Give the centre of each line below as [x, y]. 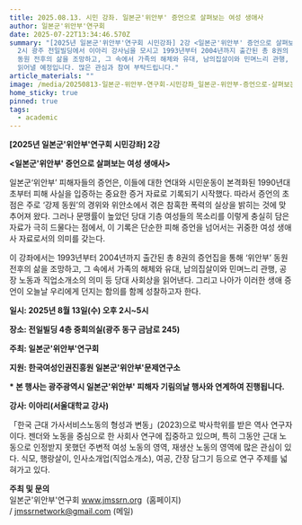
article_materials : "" [52, 76]
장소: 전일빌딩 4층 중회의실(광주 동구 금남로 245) [95, 329]
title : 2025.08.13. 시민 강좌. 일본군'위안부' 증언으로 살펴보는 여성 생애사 [137, 17]
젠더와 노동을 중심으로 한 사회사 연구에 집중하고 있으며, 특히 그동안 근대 [153, 436]
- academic [38, 118]
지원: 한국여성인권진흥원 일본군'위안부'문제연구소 [95, 368]
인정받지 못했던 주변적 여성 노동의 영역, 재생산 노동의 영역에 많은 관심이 [158, 447]
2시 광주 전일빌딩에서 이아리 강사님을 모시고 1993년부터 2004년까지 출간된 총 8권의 [153, 51]
